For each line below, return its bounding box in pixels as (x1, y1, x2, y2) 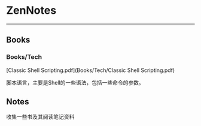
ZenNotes (6, 4, 57, 17)
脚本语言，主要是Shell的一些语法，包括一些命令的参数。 (6, 79, 145, 86)
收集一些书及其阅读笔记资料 (6, 113, 75, 121)
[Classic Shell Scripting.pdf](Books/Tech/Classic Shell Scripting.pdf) (6, 67, 175, 74)
